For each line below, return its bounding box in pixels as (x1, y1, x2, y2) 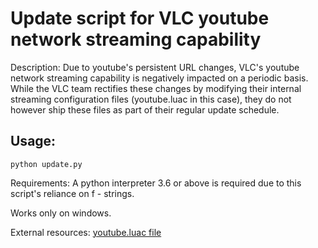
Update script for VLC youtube (10, 7, 270, 30)
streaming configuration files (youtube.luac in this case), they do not (10, 93, 292, 105)
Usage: (10, 133, 57, 150)
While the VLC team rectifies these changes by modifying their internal (10, 82, 302, 94)
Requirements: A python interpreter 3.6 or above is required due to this (10, 177, 302, 189)
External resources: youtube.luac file (10, 226, 162, 238)
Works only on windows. (10, 207, 112, 219)
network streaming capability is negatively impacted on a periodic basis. (10, 72, 309, 84)
